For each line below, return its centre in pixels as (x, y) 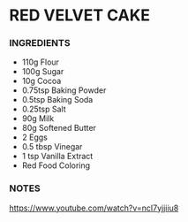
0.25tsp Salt (44, 109)
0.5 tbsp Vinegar (52, 147)
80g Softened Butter (59, 128)
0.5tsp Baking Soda (57, 100)
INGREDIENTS (40, 43)
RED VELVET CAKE (80, 15)
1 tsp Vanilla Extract (57, 157)
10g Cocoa (41, 81)
